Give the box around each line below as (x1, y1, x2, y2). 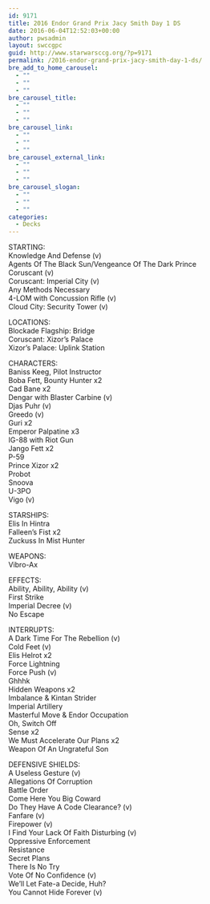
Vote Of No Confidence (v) (8, 870, 97, 880)
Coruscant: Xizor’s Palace (8, 334, 94, 345)
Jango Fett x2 (8, 444, 55, 454)
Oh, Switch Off (8, 719, 57, 728)
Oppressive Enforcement (8, 837, 91, 846)
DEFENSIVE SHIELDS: (8, 760, 81, 769)
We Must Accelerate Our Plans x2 (8, 736, 120, 745)
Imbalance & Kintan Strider (8, 693, 97, 703)
